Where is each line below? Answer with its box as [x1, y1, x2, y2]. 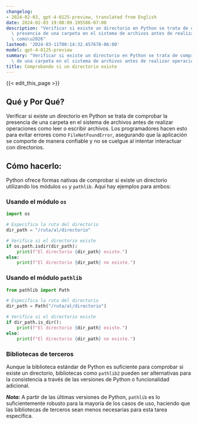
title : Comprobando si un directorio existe [6, 63, 117, 70]
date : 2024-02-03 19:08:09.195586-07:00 [6, 19, 107, 25]
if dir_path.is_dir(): [6, 319, 62, 325]
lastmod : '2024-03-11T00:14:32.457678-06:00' [6, 42, 120, 48]
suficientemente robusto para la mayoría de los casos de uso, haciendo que [6, 400, 190, 407]
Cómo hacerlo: [6, 161, 62, 171]
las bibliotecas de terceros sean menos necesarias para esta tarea [6, 406, 167, 413]
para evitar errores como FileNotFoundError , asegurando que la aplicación [6, 131, 187, 139]
